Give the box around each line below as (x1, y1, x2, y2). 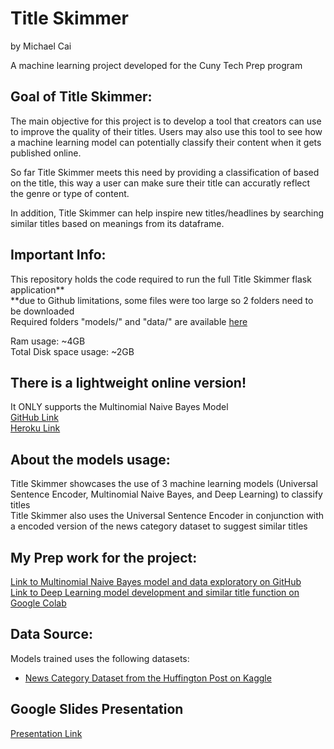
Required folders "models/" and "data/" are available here (10, 315, 248, 327)
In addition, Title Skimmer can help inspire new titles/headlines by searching (10, 207, 325, 219)
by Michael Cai (10, 40, 72, 52)
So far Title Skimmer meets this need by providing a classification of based (10, 166, 320, 178)
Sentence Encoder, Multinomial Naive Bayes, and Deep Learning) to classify (10, 488, 323, 501)
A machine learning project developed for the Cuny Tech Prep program (10, 59, 303, 71)
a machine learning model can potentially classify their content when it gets (10, 136, 322, 148)
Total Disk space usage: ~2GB (10, 345, 135, 357)
